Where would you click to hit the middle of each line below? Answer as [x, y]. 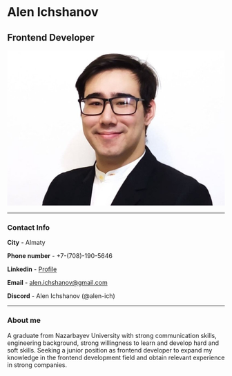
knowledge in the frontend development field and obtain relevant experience [116, 357]
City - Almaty [27, 243]
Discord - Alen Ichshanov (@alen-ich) [61, 296]
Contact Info [29, 228]
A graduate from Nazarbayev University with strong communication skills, [112, 335]
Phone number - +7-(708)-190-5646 [60, 256]
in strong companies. [37, 365]
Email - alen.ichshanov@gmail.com [58, 283]
